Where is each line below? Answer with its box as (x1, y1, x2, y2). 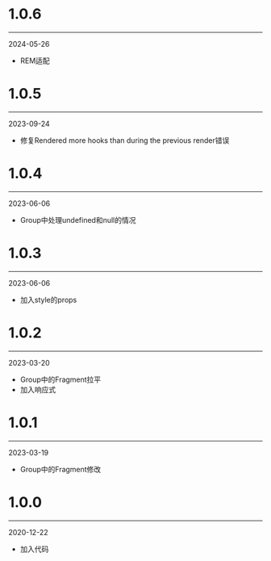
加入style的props (19, 295, 77, 304)
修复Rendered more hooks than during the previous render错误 (19, 135, 230, 145)
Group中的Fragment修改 (19, 464, 102, 474)
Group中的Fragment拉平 (19, 375, 102, 384)
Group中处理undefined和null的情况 (19, 215, 136, 224)
